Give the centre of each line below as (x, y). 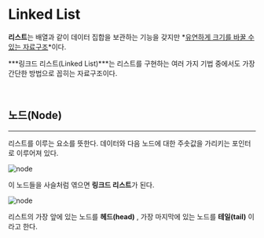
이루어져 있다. (37, 153)
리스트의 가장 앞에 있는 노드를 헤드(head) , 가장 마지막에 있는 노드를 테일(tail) (127, 216)
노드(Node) (35, 115)
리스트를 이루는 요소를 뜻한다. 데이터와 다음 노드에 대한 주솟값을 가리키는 (119, 143)
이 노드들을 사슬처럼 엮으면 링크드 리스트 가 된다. (81, 185)
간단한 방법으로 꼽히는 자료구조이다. (63, 73)
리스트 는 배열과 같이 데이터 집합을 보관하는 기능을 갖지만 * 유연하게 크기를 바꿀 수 (132, 37)
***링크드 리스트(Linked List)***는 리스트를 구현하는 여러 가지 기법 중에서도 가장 (132, 63)
